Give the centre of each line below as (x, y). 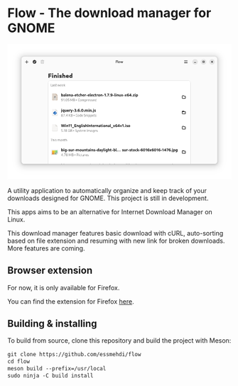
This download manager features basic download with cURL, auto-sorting (115, 233)
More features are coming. (46, 248)
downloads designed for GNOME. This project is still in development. (108, 198)
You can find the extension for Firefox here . (71, 301)
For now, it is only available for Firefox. (64, 287)
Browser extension (50, 271)
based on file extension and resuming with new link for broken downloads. (116, 241)
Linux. (16, 219)
